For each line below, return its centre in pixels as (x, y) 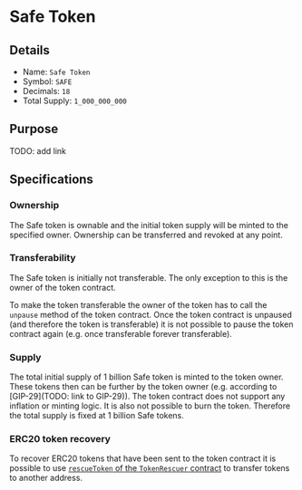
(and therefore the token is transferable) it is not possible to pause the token (151, 324)
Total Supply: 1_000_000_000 (74, 101)
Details (29, 50)
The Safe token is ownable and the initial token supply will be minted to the (149, 225)
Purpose (34, 129)
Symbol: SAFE (47, 82)
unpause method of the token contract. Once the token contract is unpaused (151, 314)
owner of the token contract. (63, 287)
